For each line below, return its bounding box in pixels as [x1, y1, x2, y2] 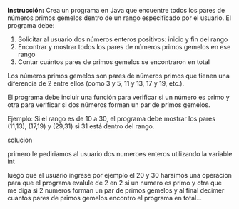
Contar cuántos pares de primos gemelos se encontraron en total [17, 58, 210, 66]
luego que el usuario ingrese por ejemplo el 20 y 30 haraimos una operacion [7, 171, 232, 179]
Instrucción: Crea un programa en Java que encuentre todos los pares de [7, 6, 225, 14]
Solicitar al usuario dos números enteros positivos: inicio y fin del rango [17, 35, 228, 44]
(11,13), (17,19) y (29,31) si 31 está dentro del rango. [7, 122, 155, 131]
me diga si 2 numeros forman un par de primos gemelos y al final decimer [7, 186, 225, 195]
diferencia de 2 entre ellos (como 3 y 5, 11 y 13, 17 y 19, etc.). [7, 79, 185, 88]
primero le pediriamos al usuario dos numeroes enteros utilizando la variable [7, 150, 233, 158]
